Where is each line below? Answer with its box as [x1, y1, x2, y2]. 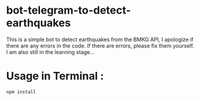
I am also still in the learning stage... [6, 48, 95, 55]
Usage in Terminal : [6, 70, 104, 83]
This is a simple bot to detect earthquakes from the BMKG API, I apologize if [6, 36, 193, 43]
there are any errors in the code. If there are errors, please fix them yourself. [6, 42, 195, 49]
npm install [6, 89, 36, 95]
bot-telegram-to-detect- [6, 4, 131, 17]
